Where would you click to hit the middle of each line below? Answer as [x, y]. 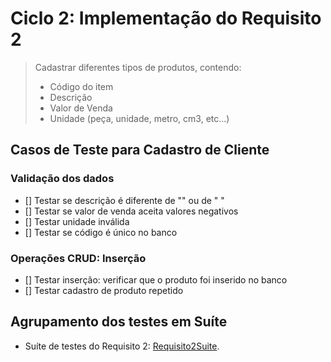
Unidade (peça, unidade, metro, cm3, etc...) [139, 118]
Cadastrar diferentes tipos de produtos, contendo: [138, 67]
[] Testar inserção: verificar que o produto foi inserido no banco [156, 279]
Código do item [81, 86]
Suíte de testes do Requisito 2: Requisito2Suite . [122, 346]
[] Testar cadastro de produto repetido [104, 290]
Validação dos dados [62, 179]
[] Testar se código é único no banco [101, 232]
